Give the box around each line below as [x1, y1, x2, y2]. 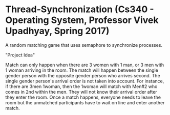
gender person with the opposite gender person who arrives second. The [5, 72, 160, 78]
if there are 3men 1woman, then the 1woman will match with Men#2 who [5, 83, 158, 90]
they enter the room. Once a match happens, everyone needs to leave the [5, 94, 161, 100]
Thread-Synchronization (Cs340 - [5, 4, 155, 15]
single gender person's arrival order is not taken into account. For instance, [5, 78, 164, 84]
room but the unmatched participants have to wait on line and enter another [5, 99, 165, 105]
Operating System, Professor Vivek [5, 14, 159, 26]
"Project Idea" [5, 52, 35, 58]
